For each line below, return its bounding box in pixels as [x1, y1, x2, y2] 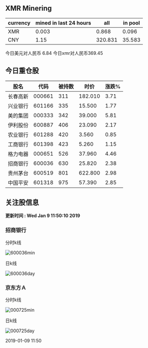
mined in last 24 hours [35, 19, 91, 26]
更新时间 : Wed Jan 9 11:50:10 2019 [5, 212, 81, 219]
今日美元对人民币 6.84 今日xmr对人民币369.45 [5, 50, 103, 56]
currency [8, 19, 31, 26]
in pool [123, 19, 140, 26]
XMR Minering [5, 4, 52, 13]
